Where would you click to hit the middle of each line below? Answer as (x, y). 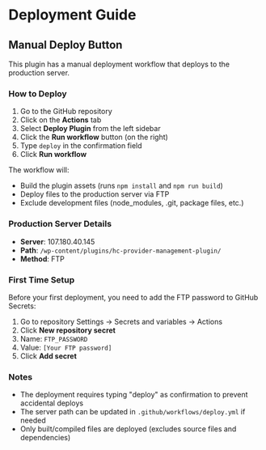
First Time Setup (42, 279)
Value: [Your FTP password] (66, 347)
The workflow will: (39, 170)
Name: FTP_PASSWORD (54, 338)
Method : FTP (42, 259)
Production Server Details (60, 224)
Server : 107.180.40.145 (57, 241)
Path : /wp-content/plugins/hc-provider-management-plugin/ (120, 250)
